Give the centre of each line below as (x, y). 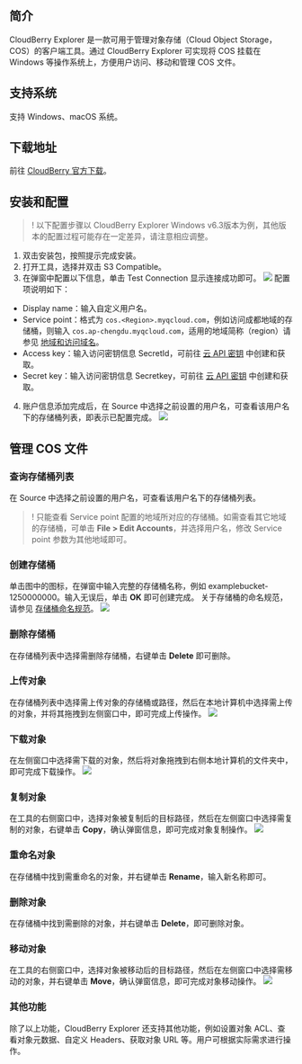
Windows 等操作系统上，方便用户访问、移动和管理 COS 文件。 (125, 62)
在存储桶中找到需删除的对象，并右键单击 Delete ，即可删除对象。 (129, 924)
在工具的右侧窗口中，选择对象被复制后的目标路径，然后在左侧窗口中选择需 (147, 818)
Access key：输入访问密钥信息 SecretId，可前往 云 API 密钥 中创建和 (150, 353)
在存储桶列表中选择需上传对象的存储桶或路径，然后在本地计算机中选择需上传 (151, 702)
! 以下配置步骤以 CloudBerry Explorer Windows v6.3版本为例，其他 (155, 225)
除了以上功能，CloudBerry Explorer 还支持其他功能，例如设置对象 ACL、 (144, 1028)
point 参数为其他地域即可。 (81, 539)
